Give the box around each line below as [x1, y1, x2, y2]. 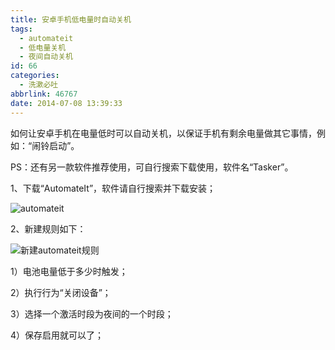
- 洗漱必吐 [19, 80, 59, 90]
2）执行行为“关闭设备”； [10, 286, 112, 298]
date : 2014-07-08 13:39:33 [10, 98, 123, 108]
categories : [10, 71, 60, 81]
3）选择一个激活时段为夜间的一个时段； [10, 307, 174, 320]
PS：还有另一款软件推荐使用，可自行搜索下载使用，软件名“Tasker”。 [10, 161, 294, 173]
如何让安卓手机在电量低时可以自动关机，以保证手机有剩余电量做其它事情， [10, 127, 317, 139]
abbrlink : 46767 [10, 89, 78, 99]
